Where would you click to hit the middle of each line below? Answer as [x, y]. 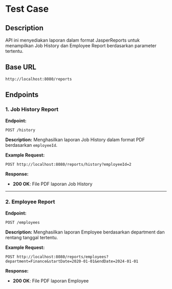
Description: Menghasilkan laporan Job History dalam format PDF [75, 140]
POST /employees [23, 222]
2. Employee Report [30, 202]
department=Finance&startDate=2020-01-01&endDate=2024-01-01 [72, 261]
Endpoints [22, 95]
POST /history [20, 130]
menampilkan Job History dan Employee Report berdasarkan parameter [81, 46]
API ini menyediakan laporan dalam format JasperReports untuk [72, 40]
